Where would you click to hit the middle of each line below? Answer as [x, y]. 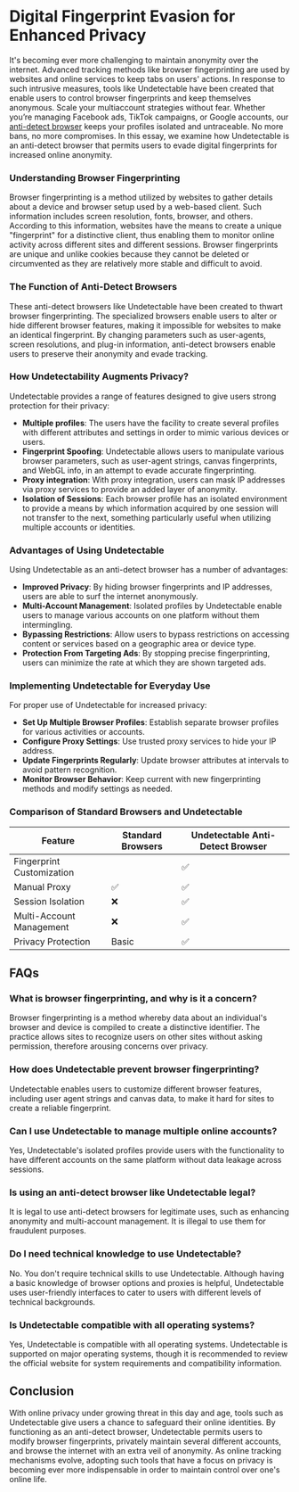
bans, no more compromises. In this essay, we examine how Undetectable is [149, 136]
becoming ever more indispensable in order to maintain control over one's [145, 1470]
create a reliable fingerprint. [60, 1108]
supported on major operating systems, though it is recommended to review [149, 1354]
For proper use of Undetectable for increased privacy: [108, 705]
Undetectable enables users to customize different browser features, [136, 1089]
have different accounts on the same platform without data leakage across [145, 1160]
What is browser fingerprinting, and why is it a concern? [133, 999]
